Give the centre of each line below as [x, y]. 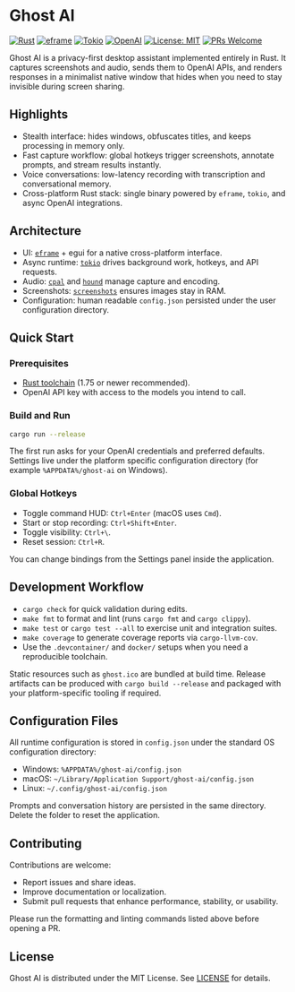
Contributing [46, 843]
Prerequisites [39, 363]
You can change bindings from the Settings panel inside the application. [142, 559]
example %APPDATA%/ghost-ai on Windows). [88, 470]
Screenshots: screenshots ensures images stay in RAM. [124, 290]
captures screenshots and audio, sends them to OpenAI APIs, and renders [146, 67]
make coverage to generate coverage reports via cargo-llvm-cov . [140, 637]
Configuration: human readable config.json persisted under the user [149, 300]
